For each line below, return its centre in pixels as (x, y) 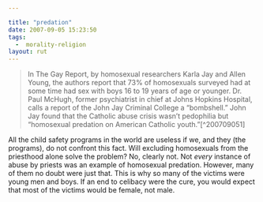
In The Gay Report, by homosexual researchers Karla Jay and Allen (137, 74)
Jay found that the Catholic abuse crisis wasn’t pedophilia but (128, 116)
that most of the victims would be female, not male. (92, 190)
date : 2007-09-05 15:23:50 (53, 30)
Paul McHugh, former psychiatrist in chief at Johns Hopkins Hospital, (140, 99)
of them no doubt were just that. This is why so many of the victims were (126, 174)
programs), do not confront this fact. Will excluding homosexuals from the (128, 148)
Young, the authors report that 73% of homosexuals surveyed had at (139, 83)
